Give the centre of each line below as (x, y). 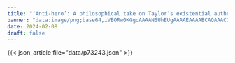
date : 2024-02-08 (33, 26)
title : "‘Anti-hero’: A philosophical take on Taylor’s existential (109, 13)
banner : (19, 20)
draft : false (26, 33)
